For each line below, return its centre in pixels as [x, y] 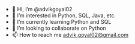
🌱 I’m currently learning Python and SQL [61, 22]
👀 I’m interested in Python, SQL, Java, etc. [64, 15]
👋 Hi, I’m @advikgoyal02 [42, 9]
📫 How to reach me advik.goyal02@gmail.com [70, 35]
